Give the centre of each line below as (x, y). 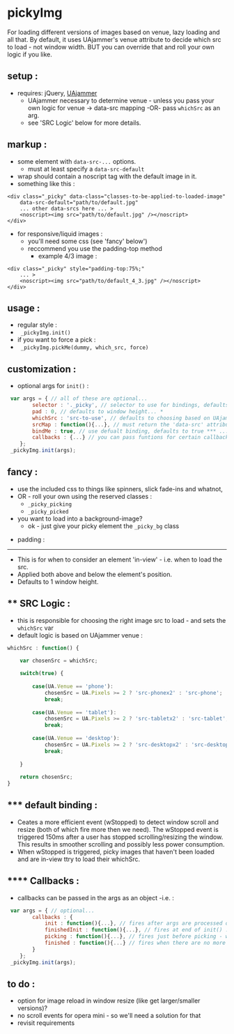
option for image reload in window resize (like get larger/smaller (109, 1001)
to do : (21, 984)
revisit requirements (46, 1023)
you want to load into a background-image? (80, 518)
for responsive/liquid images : (60, 233)
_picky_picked (48, 511)
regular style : (37, 325)
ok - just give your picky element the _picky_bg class (103, 526)
